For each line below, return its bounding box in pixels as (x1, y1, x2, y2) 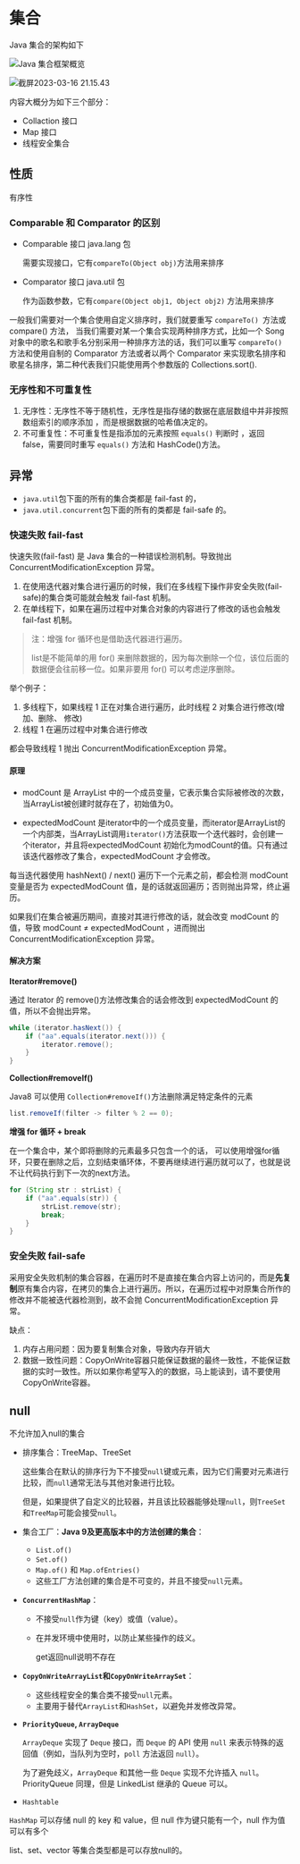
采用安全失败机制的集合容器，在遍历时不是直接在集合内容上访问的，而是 (9, 1271, 275, 1283)
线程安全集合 (21, 138, 70, 148)
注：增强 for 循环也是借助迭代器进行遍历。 (30, 634, 187, 645)
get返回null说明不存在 (35, 1651, 116, 1663)
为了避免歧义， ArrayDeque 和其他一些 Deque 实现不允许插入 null (21, 1767, 256, 1778)
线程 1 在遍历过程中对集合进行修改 (21, 724, 148, 735)
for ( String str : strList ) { (9, 1185, 122, 1194)
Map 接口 (21, 126, 57, 137)
